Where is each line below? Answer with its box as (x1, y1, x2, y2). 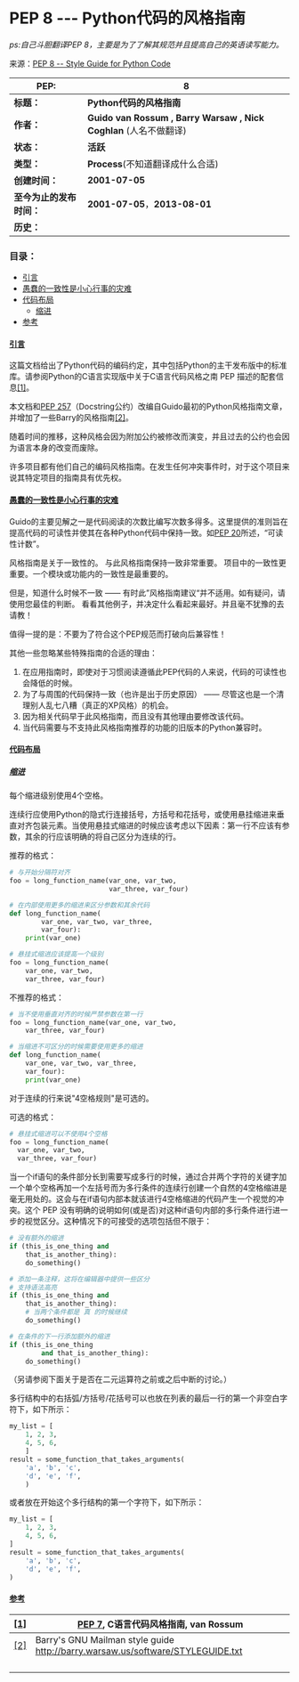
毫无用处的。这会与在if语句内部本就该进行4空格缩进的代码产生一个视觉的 (9, 1194, 277, 1205)
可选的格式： (9, 1111, 56, 1122)
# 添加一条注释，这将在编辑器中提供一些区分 (9, 1274, 150, 1283)
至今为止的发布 (13, 191, 77, 203)
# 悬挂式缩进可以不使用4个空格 (9, 1129, 109, 1138)
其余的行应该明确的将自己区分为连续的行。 (24, 832, 181, 842)
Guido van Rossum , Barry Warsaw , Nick (87, 111, 265, 124)
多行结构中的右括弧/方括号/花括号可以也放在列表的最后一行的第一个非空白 (9, 1393, 280, 1403)
